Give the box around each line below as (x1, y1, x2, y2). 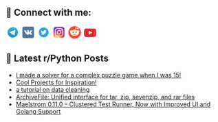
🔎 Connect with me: (6, 7, 91, 19)
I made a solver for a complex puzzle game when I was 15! (15, 71, 182, 79)
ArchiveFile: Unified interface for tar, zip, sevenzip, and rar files (15, 93, 195, 101)
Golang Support (15, 107, 61, 115)
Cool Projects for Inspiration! (15, 78, 97, 86)
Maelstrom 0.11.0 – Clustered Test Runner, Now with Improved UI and (15, 100, 211, 108)
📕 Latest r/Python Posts (6, 53, 109, 64)
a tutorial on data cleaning (15, 85, 90, 93)
